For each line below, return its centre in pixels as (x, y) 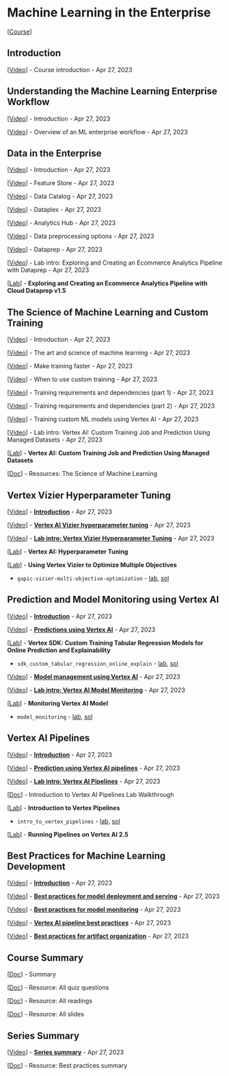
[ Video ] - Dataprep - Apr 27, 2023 (55, 250)
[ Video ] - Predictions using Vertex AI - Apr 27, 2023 (81, 630)
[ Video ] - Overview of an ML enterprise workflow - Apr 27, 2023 (97, 132)
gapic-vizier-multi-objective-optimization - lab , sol (93, 578)
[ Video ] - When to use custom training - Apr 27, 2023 (82, 379)
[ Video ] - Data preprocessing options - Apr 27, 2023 (81, 236)
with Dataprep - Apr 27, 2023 (48, 270)
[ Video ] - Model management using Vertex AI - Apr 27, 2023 (94, 676)
